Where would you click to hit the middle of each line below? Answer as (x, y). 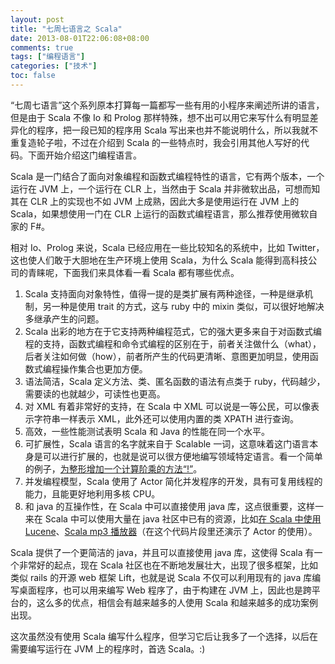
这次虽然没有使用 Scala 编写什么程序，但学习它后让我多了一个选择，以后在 (164, 636)
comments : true (42, 47)
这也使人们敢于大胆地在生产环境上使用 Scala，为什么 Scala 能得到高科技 (159, 260)
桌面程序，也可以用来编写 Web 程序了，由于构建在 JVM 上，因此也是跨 (165, 590)
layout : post (37, 19)
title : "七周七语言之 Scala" (66, 29)
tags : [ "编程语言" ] (48, 57)
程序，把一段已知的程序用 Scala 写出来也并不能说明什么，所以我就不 (177, 130)
